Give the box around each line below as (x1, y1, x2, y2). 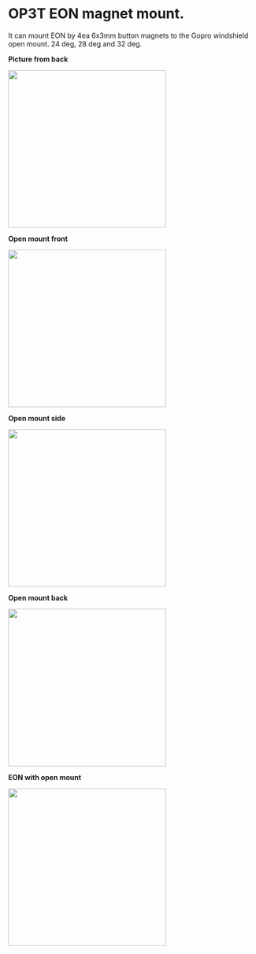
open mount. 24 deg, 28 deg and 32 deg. (8, 39, 143, 48)
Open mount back (8, 593, 69, 602)
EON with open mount (8, 772, 81, 782)
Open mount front (8, 234, 69, 243)
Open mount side (8, 413, 66, 423)
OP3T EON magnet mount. (8, 5, 185, 23)
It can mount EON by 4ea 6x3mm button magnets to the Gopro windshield (8, 31, 249, 40)
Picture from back (8, 54, 69, 64)
